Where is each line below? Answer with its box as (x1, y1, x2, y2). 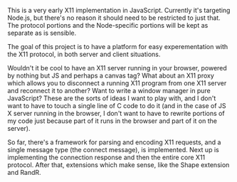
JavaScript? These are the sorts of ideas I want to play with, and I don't (7, 94, 216, 102)
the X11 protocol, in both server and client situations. (7, 50, 161, 58)
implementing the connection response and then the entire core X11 (7, 153, 206, 161)
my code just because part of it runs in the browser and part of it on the (7, 117, 217, 125)
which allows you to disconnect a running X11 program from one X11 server (7, 79, 227, 87)
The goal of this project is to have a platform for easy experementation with (7, 43, 228, 50)
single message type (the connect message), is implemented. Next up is (7, 146, 219, 154)
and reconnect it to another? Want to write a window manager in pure (7, 87, 211, 95)
